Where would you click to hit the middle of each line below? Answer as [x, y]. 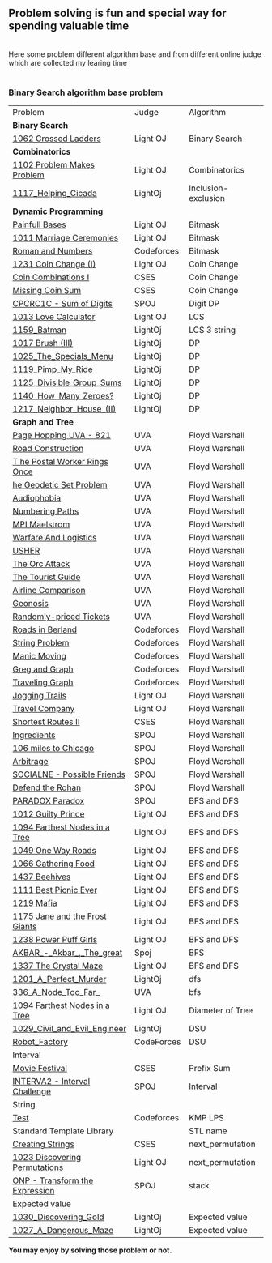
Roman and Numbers [53, 251]
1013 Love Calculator [54, 317]
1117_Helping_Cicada [55, 194]
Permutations [38, 1167]
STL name [208, 1131]
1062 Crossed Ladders [57, 139]
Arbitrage [30, 762]
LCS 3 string [212, 330]
